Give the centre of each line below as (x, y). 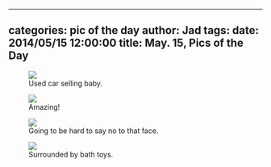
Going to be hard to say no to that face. (94, 131)
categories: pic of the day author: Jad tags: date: (134, 30)
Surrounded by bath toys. (71, 154)
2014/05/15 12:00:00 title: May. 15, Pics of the (126, 43)
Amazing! (44, 106)
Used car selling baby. (66, 83)
